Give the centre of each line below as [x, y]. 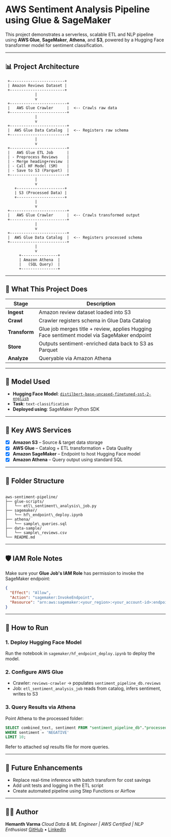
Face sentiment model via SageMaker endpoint [95, 335]
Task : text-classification [41, 404]
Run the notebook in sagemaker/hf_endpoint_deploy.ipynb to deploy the [80, 653]
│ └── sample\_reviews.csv [36, 533]
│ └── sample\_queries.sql [36, 524]
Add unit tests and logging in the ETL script [58, 785]
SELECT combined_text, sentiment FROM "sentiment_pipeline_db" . [75, 728]
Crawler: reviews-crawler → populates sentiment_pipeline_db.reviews [87, 683]
